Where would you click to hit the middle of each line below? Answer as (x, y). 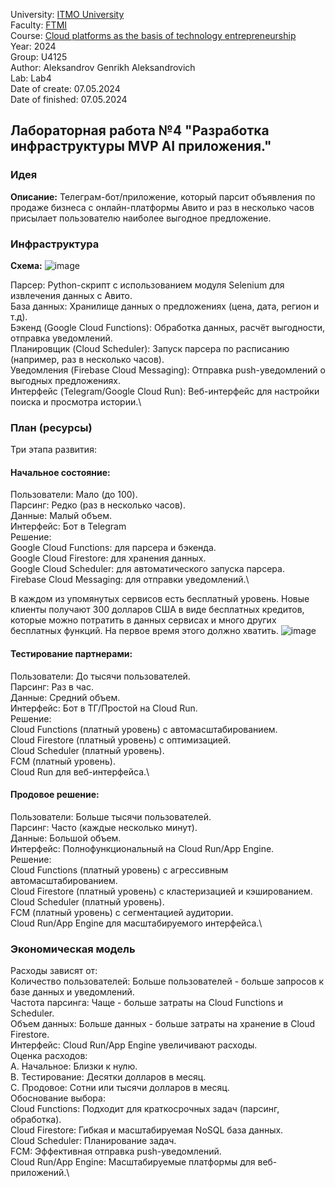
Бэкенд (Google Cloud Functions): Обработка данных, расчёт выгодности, (168, 327)
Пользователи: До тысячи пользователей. (100, 676)
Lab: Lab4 (31, 78)
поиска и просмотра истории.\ (76, 401)
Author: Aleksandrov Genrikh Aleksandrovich (103, 67)
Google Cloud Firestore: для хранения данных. (108, 558)
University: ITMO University (67, 14)
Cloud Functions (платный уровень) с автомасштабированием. (144, 729)
